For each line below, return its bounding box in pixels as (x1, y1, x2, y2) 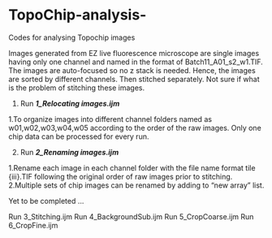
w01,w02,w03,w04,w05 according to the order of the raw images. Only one (8, 123, 261, 132)
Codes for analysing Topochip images (8, 32, 136, 42)
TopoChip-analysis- (8, 6, 147, 24)
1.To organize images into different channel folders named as (8, 114, 213, 123)
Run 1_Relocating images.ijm (19, 98, 120, 108)
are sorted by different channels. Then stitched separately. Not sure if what (8, 74, 260, 84)
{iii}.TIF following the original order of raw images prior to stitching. (8, 171, 233, 181)
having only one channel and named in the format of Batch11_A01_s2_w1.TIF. (8, 57, 264, 67)
